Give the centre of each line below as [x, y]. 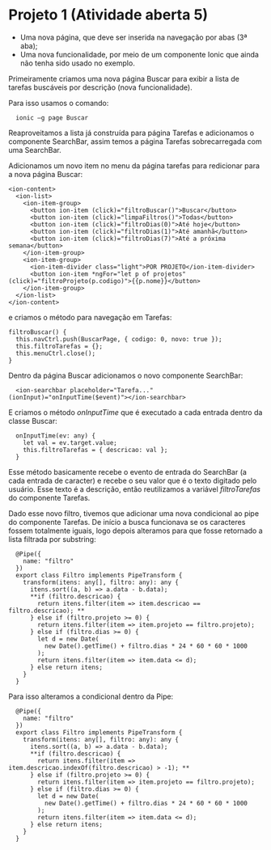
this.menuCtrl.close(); [55, 353]
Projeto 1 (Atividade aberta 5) [108, 15]
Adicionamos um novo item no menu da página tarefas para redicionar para [134, 165]
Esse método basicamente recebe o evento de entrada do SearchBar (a [127, 472]
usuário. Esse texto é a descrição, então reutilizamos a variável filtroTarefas [135, 489]
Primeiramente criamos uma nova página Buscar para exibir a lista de [124, 78]
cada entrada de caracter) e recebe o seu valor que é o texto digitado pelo [133, 480]
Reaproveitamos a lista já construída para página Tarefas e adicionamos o [131, 133]
